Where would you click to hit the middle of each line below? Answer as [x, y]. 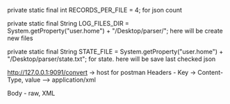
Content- [211, 72]
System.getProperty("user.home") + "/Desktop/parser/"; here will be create [115, 31]
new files [20, 38]
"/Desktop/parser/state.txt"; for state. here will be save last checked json [112, 59]
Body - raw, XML [31, 93]
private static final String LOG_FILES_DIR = [68, 23]
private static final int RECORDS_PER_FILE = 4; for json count [95, 10]
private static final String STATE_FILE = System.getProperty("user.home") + [115, 52]
